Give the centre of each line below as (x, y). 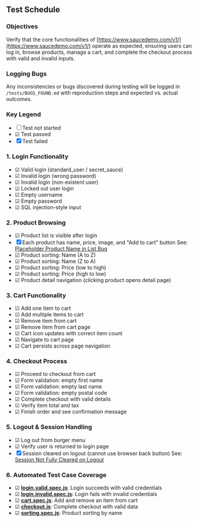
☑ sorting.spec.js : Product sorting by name (68, 513)
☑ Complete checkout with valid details (63, 399)
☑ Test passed (33, 134)
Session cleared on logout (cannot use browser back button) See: (102, 453)
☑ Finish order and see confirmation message (71, 412)
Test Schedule (33, 10)
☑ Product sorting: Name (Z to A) (55, 261)
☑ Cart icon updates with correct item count (69, 333)
